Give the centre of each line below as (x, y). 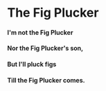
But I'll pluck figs (32, 64)
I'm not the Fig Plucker (40, 32)
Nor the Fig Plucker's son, (45, 48)
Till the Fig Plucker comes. (46, 80)
